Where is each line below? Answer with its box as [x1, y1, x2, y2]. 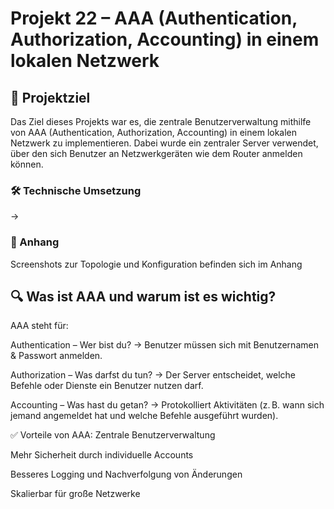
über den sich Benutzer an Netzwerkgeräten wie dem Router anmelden [10, 148, 303, 159]
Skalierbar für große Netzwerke [10, 488, 141, 500]
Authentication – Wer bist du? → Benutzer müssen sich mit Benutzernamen [10, 339, 319, 351]
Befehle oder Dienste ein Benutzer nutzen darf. [10, 380, 204, 392]
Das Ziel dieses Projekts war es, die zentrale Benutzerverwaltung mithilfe [10, 116, 312, 127]
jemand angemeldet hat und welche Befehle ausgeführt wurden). [10, 410, 279, 422]
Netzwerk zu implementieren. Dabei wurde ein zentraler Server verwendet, [10, 137, 319, 149]
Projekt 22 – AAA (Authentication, [10, 7, 298, 30]
